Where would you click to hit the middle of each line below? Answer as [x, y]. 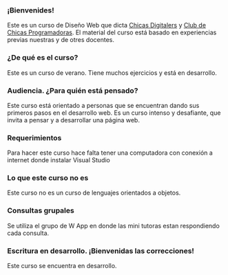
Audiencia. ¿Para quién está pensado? [73, 90]
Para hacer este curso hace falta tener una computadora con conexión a [110, 153]
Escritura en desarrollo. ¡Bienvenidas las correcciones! [101, 251]
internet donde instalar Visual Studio [59, 160]
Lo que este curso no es [48, 178]
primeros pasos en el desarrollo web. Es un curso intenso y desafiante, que [114, 113]
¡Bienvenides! [31, 10]
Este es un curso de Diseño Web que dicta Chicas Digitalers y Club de [107, 25]
